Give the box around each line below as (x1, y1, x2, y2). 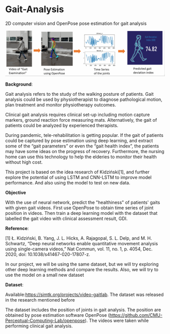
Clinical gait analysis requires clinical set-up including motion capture (5, 112, 150, 118)
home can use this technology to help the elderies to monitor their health (5, 154, 157, 160)
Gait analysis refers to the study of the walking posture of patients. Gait (5, 91, 154, 97)
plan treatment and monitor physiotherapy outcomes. (5, 102, 116, 108)
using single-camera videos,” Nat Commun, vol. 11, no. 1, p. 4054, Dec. (5, 246, 153, 252)
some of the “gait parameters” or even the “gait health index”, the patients (5, 143, 159, 149)
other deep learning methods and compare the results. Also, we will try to (5, 267, 158, 273)
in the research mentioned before (5, 297, 75, 303)
